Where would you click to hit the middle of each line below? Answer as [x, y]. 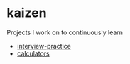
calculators [33, 53]
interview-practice [44, 46]
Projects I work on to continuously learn [65, 32]
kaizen [27, 13]
